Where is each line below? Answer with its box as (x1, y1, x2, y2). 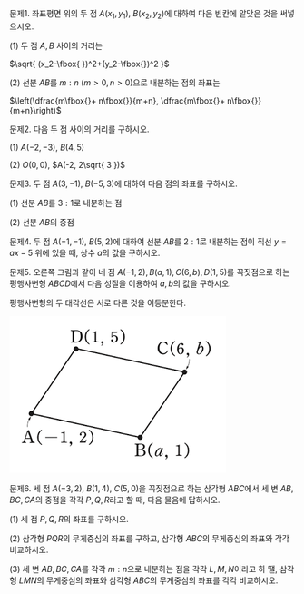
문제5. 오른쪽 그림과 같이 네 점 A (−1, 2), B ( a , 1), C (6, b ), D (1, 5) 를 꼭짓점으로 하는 (9, 266, 290, 277)
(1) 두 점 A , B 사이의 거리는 (9, 40, 103, 51)
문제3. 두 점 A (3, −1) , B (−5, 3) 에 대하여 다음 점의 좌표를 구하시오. (9, 178, 238, 189)
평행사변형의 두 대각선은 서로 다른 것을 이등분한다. (9, 297, 187, 308)
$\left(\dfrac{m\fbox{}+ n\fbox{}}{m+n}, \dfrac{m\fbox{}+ (9, 94, 225, 106)
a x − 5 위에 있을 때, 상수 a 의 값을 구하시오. (9, 247, 161, 258)
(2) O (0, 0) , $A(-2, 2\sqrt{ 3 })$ (9, 159, 125, 170)
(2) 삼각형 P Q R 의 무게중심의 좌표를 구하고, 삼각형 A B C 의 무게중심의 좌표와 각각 (9, 532, 290, 543)
